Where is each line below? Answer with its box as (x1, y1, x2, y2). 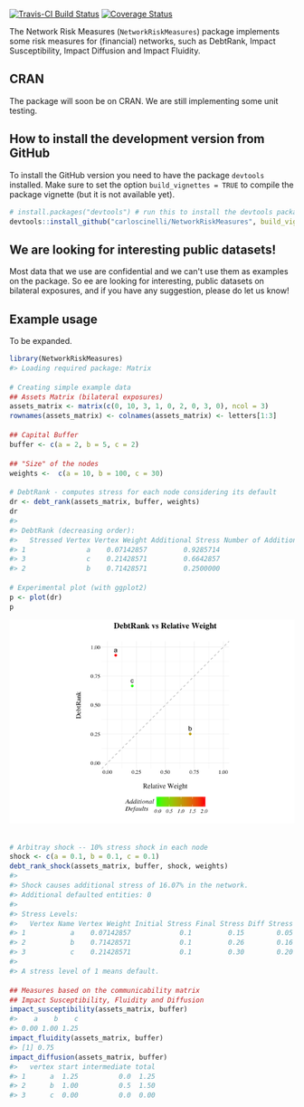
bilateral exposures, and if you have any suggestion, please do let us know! (9, 285, 290, 296)
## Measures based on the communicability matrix (9, 986, 201, 995)
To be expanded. (9, 336, 72, 346)
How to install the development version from (9, 131, 265, 147)
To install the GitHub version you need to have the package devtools (9, 169, 265, 180)
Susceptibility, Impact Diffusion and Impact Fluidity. (9, 45, 201, 56)
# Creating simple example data (9, 383, 131, 392)
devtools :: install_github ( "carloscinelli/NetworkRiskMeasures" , (9, 217, 257, 226)
